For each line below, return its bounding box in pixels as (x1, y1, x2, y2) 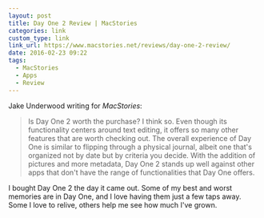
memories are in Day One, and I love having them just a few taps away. (8, 192, 242, 201)
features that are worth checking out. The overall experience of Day (27, 133, 252, 143)
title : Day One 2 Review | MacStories (8, 19, 138, 27)
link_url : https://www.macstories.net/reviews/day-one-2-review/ (8, 42, 230, 50)
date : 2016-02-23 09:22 (8, 49, 88, 57)
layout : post (8, 11, 52, 20)
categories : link (8, 26, 66, 34)
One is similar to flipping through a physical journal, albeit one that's (27, 142, 252, 151)
